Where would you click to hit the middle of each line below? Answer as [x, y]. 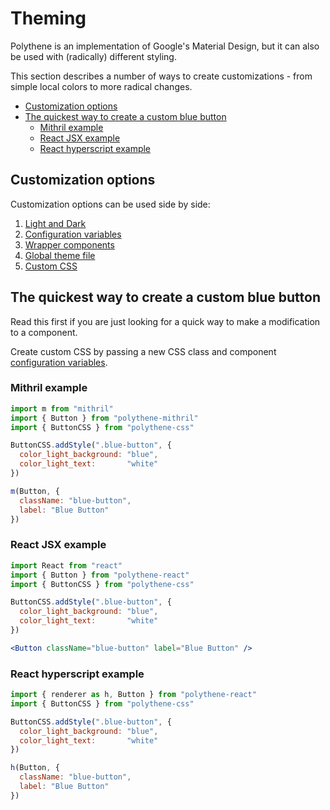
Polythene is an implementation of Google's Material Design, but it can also [165, 46]
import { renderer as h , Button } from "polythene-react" [133, 695]
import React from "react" [66, 565]
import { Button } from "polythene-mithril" [104, 418]
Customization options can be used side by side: [110, 204]
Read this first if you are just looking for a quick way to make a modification [165, 321]
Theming [48, 18]
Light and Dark [55, 223]
